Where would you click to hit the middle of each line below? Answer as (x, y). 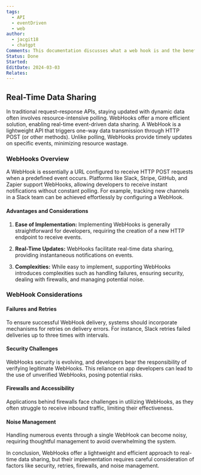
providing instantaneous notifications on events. (74, 255)
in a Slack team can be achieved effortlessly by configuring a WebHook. (95, 197)
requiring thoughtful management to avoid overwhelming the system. (91, 441)
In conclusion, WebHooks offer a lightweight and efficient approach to (93, 453)
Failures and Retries (31, 309)
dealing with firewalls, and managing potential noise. (80, 279)
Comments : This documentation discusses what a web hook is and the (93, 51)
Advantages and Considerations (47, 211)
